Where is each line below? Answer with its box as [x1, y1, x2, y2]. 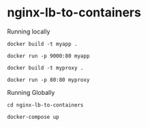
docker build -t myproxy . [7, 64, 84, 71]
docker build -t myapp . [7, 40, 78, 47]
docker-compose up [7, 113, 59, 120]
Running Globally [7, 88, 55, 96]
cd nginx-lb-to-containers [7, 101, 84, 109]
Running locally [7, 27, 50, 36]
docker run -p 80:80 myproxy [7, 76, 90, 83]
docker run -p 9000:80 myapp [7, 53, 90, 59]
